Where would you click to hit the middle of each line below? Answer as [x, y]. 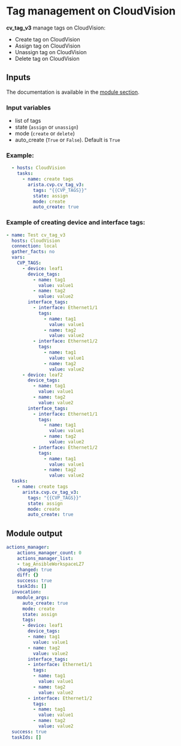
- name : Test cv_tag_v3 [36, 235]
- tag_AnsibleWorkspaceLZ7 [51, 564]
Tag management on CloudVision [91, 11]
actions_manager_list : [45, 558]
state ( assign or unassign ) [47, 127]
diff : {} [28, 575]
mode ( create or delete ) [45, 134]
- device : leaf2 [42, 375]
